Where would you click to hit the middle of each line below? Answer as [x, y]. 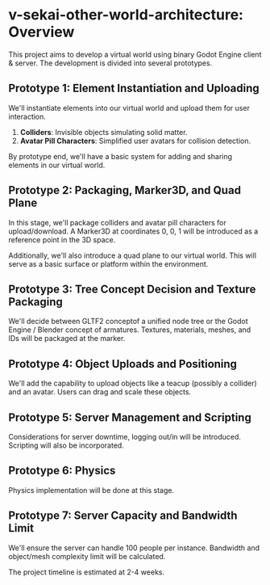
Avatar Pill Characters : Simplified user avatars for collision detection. [135, 141]
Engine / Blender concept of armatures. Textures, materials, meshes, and [130, 330]
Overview [42, 32]
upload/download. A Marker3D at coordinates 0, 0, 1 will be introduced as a [133, 231]
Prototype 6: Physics [62, 471]
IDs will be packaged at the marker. [67, 339]
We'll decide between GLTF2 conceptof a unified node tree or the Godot [128, 322]
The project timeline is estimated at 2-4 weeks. [87, 572]
